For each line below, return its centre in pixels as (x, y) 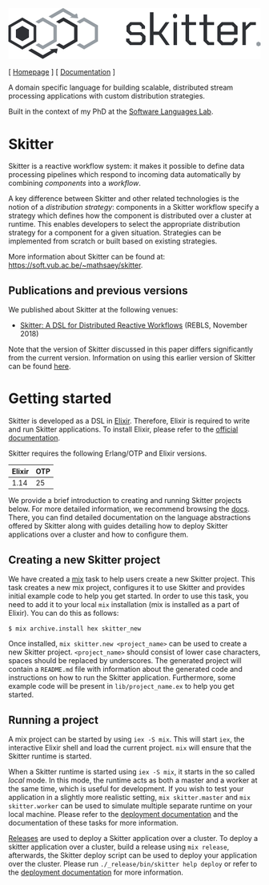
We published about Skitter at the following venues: (93, 310)
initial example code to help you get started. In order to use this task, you (128, 596)
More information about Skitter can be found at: (87, 257)
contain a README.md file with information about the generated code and (125, 670)
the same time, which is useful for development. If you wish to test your (126, 788)
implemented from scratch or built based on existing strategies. (113, 241)
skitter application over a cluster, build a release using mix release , (119, 847)
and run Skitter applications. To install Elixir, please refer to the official (123, 429)
